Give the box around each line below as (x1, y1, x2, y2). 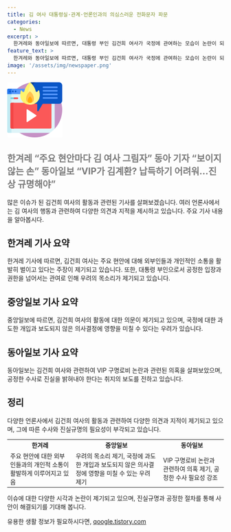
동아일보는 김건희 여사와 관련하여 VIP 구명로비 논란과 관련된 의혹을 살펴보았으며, (7, 366, 222, 374)
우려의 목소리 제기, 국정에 (75, 451, 144, 460)
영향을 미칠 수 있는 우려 (88, 469, 151, 477)
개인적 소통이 (34, 460, 69, 469)
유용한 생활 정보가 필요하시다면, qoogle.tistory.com (7, 518, 146, 526)
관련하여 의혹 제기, (162, 464, 213, 473)
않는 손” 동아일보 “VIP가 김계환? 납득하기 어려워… (7, 165, 209, 177)
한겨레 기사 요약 (7, 237, 70, 249)
